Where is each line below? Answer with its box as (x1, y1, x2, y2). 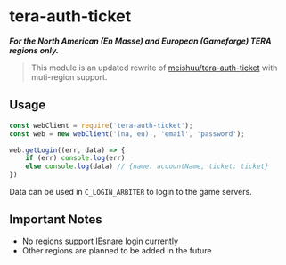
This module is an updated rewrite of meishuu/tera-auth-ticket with (30, 62, 278, 73)
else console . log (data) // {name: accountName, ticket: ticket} (25, 162, 269, 171)
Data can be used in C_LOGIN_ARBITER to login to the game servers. (9, 187, 252, 197)
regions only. (9, 44, 60, 55)
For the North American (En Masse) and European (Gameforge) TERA (9, 36, 272, 46)
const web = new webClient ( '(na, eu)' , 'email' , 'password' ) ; (9, 129, 245, 139)
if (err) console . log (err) (25, 154, 126, 163)
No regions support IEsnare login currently (21, 236, 179, 246)
